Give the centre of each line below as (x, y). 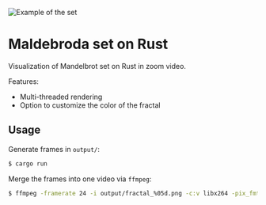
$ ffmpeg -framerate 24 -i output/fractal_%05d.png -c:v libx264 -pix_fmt (134, 193)
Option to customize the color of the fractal (90, 105)
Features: (24, 81)
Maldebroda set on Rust (88, 44)
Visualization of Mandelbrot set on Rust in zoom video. (97, 66)
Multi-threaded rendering (61, 97)
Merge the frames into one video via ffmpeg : (80, 179)
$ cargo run (28, 163)
